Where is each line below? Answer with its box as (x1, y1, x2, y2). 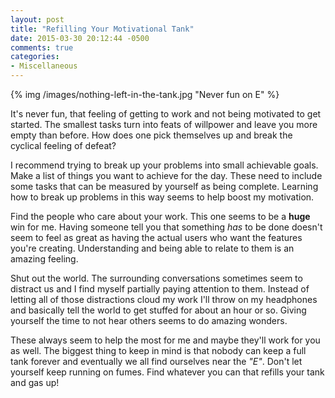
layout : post (10, 14, 65, 25)
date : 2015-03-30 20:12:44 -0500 (10, 33, 150, 43)
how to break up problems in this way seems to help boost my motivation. (10, 191, 315, 203)
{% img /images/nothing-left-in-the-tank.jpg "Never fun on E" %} (10, 89, 280, 100)
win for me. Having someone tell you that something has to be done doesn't (10, 221, 323, 233)
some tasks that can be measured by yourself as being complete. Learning (10, 181, 319, 192)
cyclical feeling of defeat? (10, 140, 117, 151)
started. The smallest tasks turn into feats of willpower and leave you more (10, 119, 318, 130)
